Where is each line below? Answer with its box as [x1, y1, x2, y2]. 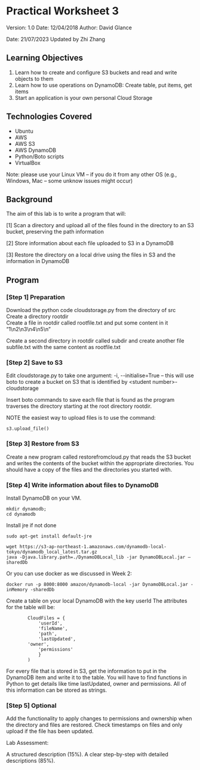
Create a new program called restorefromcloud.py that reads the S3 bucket [6, 453, 191, 460]
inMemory [6, 586, 28, 592]
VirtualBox [14, 159, 41, 166]
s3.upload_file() [6, 426, 50, 432]
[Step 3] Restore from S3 [6, 439, 79, 448]
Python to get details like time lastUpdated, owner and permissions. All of [6, 680, 187, 687]
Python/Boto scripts [14, 152, 64, 160]
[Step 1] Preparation [6, 293, 65, 301]
